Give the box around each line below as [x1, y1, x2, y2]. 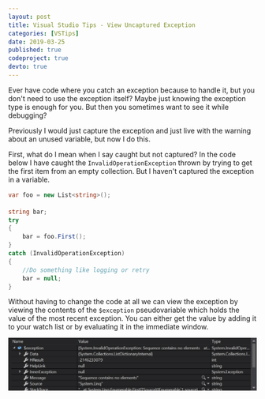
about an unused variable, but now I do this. [8, 134, 151, 144]
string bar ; [8, 208, 47, 216]
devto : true [8, 63, 47, 71]
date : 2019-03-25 [8, 38, 65, 46]
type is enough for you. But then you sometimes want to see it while [8, 102, 230, 111]
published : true [8, 46, 62, 55]
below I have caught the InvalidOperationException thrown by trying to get [8, 158, 252, 168]
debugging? [8, 111, 47, 120]
